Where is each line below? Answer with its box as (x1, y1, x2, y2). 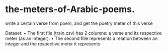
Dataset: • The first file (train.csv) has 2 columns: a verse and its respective (5, 30, 162, 36)
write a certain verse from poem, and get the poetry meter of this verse (5, 20, 153, 26)
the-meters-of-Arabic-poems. (5, 4, 135, 15)
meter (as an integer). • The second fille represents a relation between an (5, 35, 158, 41)
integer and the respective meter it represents (5, 40, 101, 46)
